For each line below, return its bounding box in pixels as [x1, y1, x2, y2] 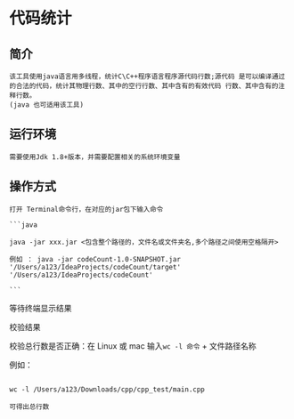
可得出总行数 [9, 402, 50, 411]
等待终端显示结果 [9, 302, 72, 313]
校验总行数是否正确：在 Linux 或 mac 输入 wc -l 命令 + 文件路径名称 [9, 340, 257, 351]
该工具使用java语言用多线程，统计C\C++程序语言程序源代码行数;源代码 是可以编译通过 [9, 72, 285, 81]
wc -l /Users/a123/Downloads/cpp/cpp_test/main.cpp [9, 384, 205, 394]
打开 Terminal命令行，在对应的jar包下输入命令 [9, 205, 164, 214]
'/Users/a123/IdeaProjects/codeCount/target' [9, 262, 181, 271]
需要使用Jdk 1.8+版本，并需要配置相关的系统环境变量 [9, 152, 181, 161]
